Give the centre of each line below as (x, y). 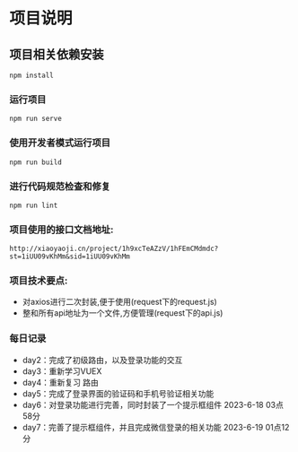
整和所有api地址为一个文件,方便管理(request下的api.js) (123, 313)
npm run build (36, 162)
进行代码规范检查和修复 (60, 187)
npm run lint (34, 205)
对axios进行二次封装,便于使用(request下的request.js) (119, 302)
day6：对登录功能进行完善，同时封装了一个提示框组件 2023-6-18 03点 (153, 404)
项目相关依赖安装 (57, 54)
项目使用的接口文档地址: (61, 230)
